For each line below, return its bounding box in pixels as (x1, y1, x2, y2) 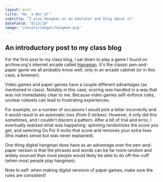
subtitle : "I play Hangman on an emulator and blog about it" (5, 16, 134, 21)
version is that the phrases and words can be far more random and (18, 147, 152, 153)
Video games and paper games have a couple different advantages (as (5, 81, 147, 87)
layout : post (5, 7, 32, 12)
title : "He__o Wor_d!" (5, 12, 51, 17)
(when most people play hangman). (5, 158, 76, 163)
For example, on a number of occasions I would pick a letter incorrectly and (5, 106, 157, 113)
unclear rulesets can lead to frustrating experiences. (5, 97, 110, 103)
